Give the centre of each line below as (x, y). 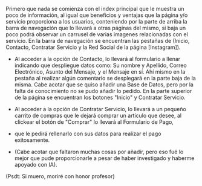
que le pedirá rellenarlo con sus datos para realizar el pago (88, 133)
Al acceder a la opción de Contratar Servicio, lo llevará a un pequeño (100, 109)
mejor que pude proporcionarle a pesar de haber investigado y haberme (104, 158)
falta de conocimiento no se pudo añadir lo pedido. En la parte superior (103, 91)
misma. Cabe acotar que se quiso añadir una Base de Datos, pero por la (104, 85)
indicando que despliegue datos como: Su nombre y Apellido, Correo (100, 65)
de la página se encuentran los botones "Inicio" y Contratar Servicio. (100, 97)
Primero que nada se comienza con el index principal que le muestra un (95, 9)
